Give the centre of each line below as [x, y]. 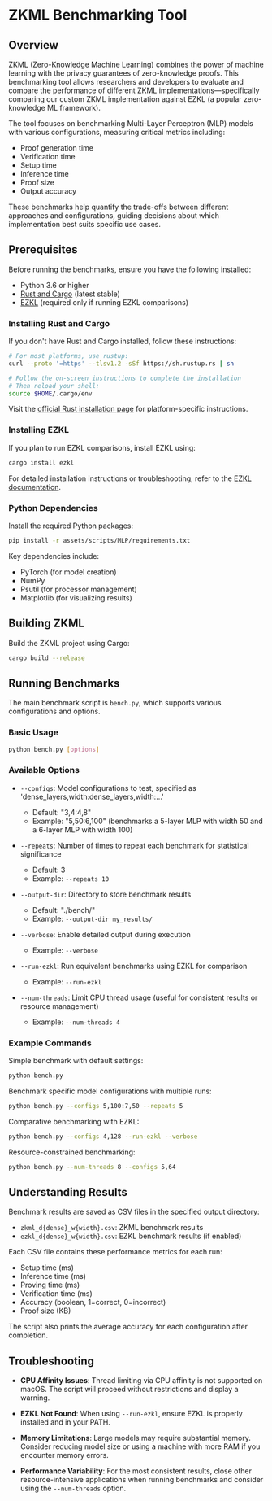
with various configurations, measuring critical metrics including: [117, 132]
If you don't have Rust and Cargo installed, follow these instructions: [123, 341]
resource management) [59, 1006]
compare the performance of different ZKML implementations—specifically [134, 90]
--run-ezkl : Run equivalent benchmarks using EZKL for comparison [134, 966]
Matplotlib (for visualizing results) [76, 598]
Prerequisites [43, 250]
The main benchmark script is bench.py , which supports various [115, 703]
